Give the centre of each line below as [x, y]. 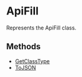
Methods [24, 47]
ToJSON [25, 67]
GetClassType [32, 61]
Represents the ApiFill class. [41, 28]
